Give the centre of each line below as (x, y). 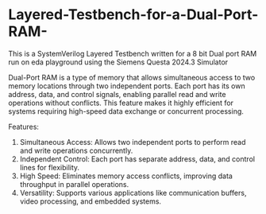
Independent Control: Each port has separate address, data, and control (137, 159)
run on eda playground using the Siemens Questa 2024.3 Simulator (118, 62)
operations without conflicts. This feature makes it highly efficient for (121, 103)
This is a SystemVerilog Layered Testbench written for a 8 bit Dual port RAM (133, 53)
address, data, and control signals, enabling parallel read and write (117, 94)
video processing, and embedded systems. (90, 201)
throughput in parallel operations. (74, 184)
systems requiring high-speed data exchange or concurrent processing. (126, 111)
